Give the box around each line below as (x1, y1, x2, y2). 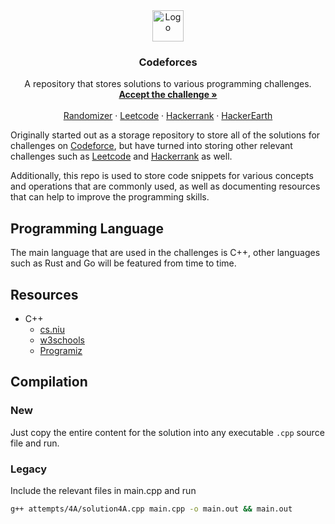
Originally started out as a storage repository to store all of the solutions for (10, 129, 321, 141)
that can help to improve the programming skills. (10, 191, 210, 203)
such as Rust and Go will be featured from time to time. (10, 257, 237, 269)
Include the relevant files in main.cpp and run (10, 484, 197, 496)
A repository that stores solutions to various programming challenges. (24, 78, 312, 90)
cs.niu (39, 323, 65, 335)
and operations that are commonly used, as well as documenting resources (10, 180, 321, 193)
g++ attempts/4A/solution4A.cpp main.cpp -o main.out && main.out (10, 504, 293, 514)
